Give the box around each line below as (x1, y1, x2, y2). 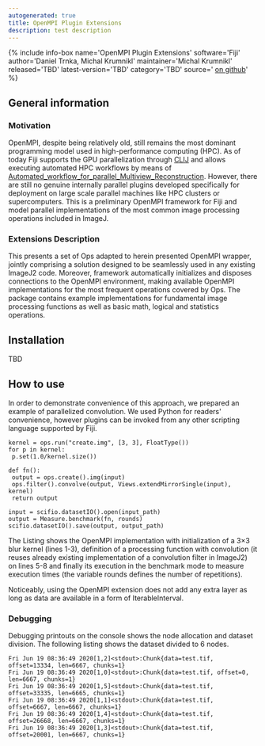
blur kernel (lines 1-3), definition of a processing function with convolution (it (8, 544, 258, 554)
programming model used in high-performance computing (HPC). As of (8, 147, 241, 156)
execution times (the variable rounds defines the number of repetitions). (8, 569, 243, 579)
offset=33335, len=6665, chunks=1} (8, 690, 126, 698)
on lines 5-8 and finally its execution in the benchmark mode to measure (8, 561, 244, 570)
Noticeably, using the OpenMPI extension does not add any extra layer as (8, 584, 248, 594)
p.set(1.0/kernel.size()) (11, 452, 97, 460)
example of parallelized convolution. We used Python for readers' (8, 406, 221, 416)
